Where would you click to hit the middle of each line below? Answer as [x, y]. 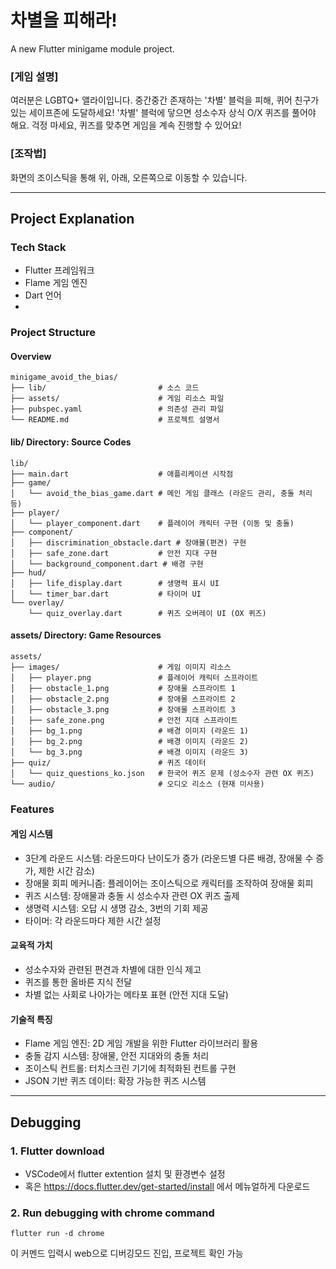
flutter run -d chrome [57, 1234]
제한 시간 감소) [66, 870]
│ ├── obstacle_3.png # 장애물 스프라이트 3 [123, 709]
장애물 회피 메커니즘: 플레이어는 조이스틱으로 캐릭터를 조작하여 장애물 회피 [169, 883]
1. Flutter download [57, 1151]
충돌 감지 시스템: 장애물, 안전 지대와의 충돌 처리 [117, 1056]
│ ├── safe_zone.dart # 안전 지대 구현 [114, 553]
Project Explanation [72, 218]
